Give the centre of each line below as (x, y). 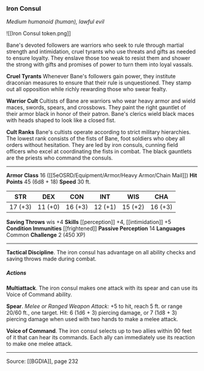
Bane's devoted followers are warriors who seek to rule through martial (95, 45)
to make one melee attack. (39, 344)
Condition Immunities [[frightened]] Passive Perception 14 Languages (96, 228)
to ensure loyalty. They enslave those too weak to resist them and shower (98, 58)
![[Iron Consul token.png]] (39, 33)
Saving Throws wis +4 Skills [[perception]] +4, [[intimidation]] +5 (89, 222)
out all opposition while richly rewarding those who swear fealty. (87, 89)
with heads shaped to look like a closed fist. (61, 120)
